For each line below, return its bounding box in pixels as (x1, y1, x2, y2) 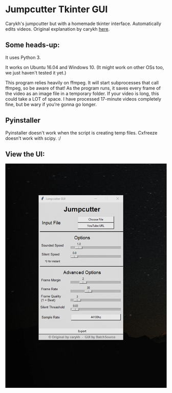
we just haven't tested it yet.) (5, 70, 67, 76)
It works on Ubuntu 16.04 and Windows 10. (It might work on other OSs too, (5, 64, 164, 70)
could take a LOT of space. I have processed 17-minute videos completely (5, 96, 161, 102)
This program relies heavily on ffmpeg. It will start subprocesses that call (5, 79, 159, 85)
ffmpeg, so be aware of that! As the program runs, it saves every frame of (5, 85, 161, 91)
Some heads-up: (5, 41, 60, 50)
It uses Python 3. (5, 54, 41, 60)
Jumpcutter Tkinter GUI (5, 4, 108, 15)
